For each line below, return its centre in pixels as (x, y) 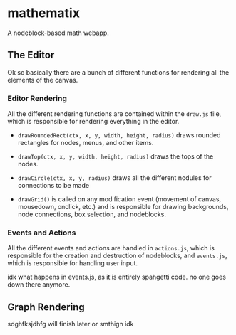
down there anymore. (39, 285)
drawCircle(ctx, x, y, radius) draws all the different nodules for (114, 178)
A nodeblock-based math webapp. (58, 33)
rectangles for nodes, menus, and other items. (86, 143)
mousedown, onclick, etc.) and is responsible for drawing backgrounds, (123, 207)
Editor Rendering (37, 98)
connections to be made (53, 186)
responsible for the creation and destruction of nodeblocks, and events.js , (117, 256)
